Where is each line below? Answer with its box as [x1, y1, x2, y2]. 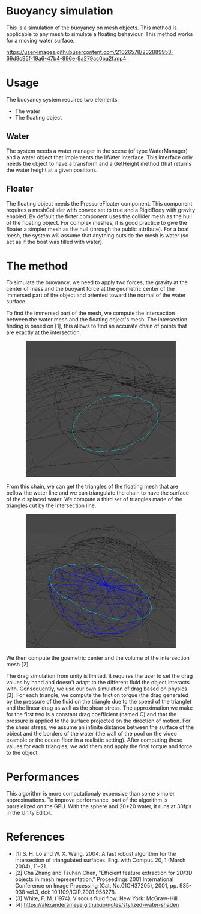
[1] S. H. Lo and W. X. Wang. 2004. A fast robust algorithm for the [14, 850, 176, 857]
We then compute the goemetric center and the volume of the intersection [6, 654, 190, 662]
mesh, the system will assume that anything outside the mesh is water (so [6, 231, 189, 239]
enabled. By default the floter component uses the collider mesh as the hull [6, 212, 192, 220]
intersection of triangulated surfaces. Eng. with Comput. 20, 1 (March [14, 856, 186, 864]
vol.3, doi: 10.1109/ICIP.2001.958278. [26, 888, 116, 895]
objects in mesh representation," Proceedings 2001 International [14, 876, 174, 883]
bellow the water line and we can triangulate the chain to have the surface [6, 489, 189, 496]
